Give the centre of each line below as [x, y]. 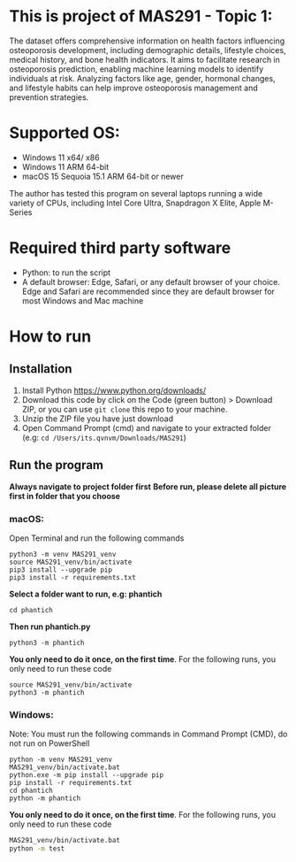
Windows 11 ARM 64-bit [65, 166]
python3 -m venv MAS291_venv [63, 554]
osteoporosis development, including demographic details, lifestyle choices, [148, 50]
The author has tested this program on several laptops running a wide [136, 193]
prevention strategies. [49, 97]
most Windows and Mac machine [83, 300]
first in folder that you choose [65, 496]
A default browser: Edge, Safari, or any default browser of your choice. [151, 281]
